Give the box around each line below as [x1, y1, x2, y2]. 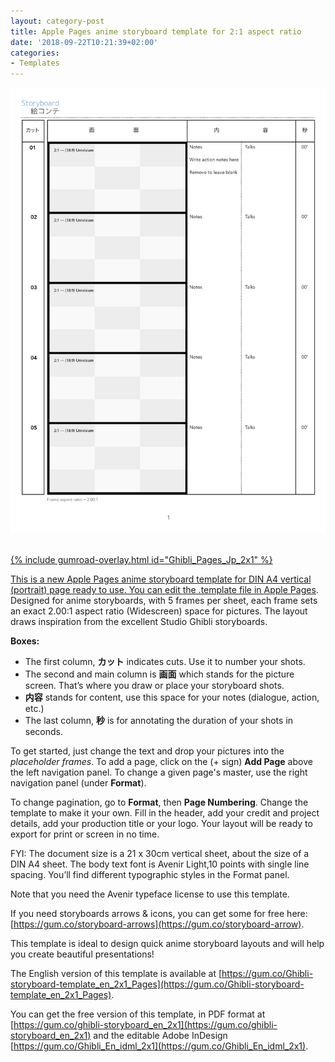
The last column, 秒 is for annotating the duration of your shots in [24, 714, 294, 726]
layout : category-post [10, 16, 105, 26]
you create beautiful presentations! [10, 948, 155, 960]
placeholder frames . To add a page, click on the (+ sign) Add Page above [10, 755, 313, 767]
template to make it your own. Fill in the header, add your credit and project [10, 806, 320, 819]
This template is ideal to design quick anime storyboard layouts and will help [10, 937, 325, 949]
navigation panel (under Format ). [10, 776, 147, 789]
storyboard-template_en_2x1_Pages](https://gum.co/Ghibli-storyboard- [10, 978, 305, 990]
